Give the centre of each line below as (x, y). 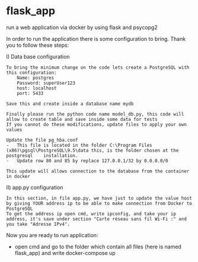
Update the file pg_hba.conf (42, 140)
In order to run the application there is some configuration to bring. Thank (96, 39)
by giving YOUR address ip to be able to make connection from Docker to (99, 203)
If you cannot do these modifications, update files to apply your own (96, 124)
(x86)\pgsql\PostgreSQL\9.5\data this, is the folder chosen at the (92, 150)
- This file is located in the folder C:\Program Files (79, 145)
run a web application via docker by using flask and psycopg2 (82, 27)
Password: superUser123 (46, 83)
